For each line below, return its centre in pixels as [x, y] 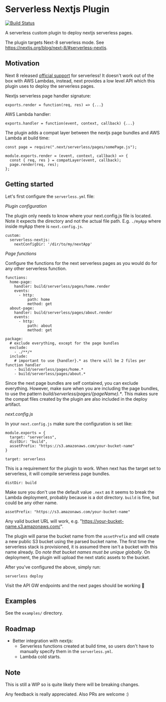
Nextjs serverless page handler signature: [48, 95]
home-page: [21, 282]
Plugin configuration [26, 206]
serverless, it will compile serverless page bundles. [58, 474]
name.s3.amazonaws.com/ [33, 526]
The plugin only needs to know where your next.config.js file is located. [79, 215]
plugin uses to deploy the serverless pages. [50, 86]
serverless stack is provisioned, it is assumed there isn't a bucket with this [82, 547]
